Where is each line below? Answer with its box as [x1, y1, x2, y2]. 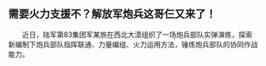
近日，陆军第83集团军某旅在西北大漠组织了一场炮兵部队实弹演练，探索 [21, 30, 253, 39]
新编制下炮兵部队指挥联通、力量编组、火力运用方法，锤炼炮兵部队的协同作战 [8, 39, 258, 49]
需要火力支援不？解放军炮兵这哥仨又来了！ [8, 7, 216, 21]
